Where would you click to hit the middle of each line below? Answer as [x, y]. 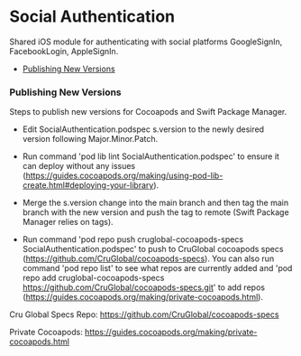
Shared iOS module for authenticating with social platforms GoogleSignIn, [146, 42]
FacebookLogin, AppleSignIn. [64, 51]
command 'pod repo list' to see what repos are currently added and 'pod [157, 268]
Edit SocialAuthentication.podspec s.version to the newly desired [143, 129]
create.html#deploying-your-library [88, 185]
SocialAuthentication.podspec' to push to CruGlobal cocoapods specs [153, 249]
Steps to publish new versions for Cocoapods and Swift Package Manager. [148, 112]
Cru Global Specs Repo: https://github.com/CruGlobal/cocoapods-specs [144, 314]
